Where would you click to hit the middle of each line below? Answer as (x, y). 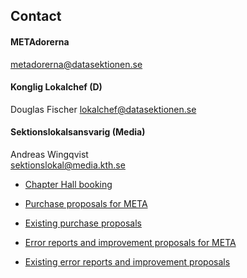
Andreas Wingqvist (49, 154)
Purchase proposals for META (86, 203)
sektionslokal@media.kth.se (68, 165)
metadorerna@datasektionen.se (76, 64)
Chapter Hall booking (68, 184)
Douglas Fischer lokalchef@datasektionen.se (103, 109)
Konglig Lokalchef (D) (56, 87)
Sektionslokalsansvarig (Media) (78, 132)
